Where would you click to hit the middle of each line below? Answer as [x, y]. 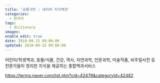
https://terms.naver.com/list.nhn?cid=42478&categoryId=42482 [69, 75]
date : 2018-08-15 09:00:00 [32, 41]
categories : [17, 14]
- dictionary [23, 28]
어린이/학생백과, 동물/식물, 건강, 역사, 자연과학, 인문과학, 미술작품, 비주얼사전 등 [80, 60]
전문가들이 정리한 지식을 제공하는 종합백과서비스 [50, 66]
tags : [10, 23]
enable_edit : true [24, 37]
